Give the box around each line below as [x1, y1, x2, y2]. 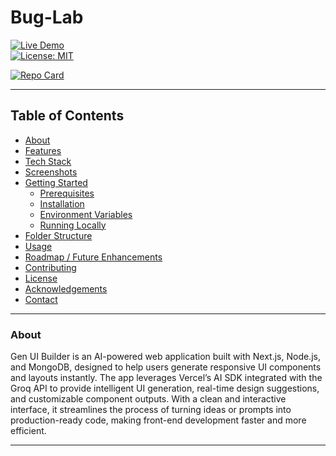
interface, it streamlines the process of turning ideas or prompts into [10, 404, 292, 416]
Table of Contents [10, 107, 125, 125]
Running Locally [39, 219, 107, 231]
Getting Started [24, 176, 88, 188]
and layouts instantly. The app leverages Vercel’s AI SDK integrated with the [10, 372, 323, 384]
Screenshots [24, 166, 78, 178]
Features [24, 144, 62, 156]
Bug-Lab [10, 6, 84, 29]
